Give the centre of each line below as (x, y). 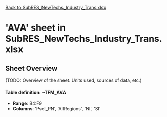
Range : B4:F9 (27, 103)
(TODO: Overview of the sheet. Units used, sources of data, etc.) (74, 80)
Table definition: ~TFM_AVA (36, 92)
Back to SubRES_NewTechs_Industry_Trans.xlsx (56, 7)
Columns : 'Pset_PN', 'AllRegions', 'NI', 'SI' (57, 109)
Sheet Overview (32, 68)
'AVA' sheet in (35, 28)
